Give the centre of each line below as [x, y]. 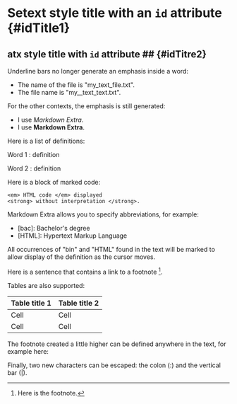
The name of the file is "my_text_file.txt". [76, 85]
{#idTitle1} [39, 28]
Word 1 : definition [34, 155]
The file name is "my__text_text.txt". [69, 92]
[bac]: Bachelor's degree [54, 228]
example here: [28, 351]
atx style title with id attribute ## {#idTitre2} [107, 54]
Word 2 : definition [34, 168]
